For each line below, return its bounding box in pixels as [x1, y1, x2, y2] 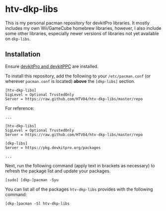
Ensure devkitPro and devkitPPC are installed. [5, 63, 99, 69]
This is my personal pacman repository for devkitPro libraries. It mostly [5, 20, 150, 26]
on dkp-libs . [5, 36, 31, 42]
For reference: [5, 105, 35, 111]
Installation [5, 50, 41, 59]
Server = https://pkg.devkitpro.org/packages [5, 145, 101, 150]
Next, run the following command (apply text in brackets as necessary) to [5, 162, 155, 168]
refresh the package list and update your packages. [5, 168, 111, 174]
